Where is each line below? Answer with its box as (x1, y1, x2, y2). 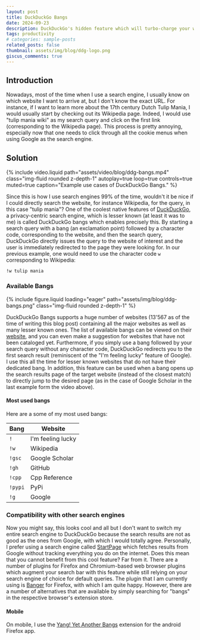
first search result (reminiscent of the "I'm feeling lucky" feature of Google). (6, 351, 192, 359)
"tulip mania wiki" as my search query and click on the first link (6, 117, 161, 124)
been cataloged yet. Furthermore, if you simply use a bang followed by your (6, 339, 192, 346)
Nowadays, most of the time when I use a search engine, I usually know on (6, 91, 190, 99)
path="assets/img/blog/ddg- (107, 295, 177, 302)
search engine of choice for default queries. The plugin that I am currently (6, 575, 187, 583)
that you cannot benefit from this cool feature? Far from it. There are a (6, 556, 178, 564)
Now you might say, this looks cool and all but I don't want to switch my (6, 524, 182, 532)
